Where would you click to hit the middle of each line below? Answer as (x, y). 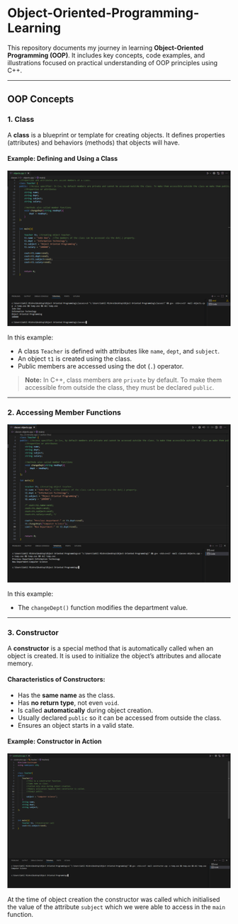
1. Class (21, 120)
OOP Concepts (41, 100)
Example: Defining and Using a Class (63, 159)
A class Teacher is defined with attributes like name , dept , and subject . (118, 351)
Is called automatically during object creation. (85, 710)
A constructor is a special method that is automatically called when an (110, 648)
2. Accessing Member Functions (64, 412)
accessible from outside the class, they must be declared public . (119, 388)
